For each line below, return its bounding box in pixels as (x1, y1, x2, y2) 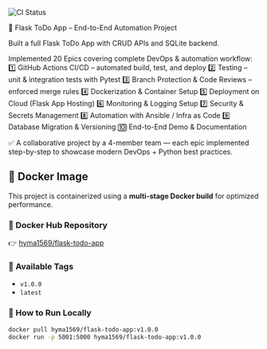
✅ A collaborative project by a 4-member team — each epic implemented (8, 138, 249, 147)
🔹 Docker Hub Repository (8, 219, 108, 230)
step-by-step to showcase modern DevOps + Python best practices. (8, 147, 233, 156)
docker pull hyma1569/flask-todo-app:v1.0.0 (8, 325, 159, 334)
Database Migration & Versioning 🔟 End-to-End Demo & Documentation (8, 122, 247, 131)
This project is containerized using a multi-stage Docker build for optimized (8, 191, 259, 201)
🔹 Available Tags (8, 261, 74, 273)
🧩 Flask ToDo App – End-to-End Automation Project (8, 23, 178, 32)
